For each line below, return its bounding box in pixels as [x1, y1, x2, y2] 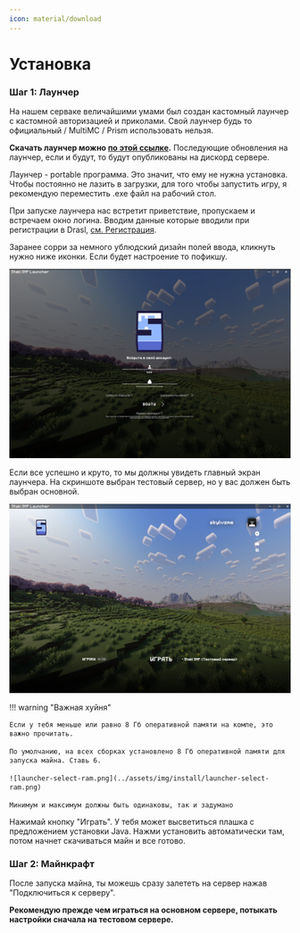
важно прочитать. [9, 729, 74, 738]
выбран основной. [9, 486, 80, 496]
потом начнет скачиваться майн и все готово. [9, 835, 186, 846]
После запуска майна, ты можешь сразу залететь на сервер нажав [9, 878, 268, 888]
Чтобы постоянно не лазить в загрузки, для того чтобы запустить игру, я [9, 179, 287, 189]
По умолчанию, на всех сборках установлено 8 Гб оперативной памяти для [9, 746, 286, 756]
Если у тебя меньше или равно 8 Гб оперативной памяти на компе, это [9, 720, 274, 729]
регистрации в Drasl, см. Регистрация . [9, 224, 157, 236]
